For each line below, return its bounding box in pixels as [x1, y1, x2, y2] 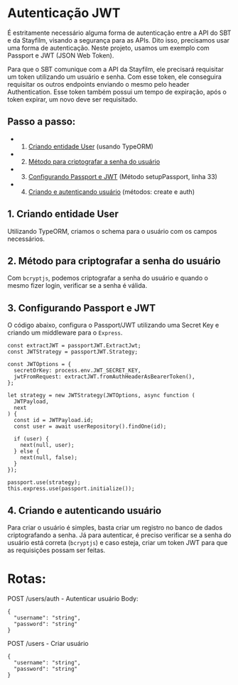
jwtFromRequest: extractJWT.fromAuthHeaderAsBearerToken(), [13, 373, 195, 381]
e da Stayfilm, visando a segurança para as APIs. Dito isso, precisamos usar [7, 36, 229, 44]
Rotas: [7, 571, 46, 587]
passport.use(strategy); [7, 479, 81, 486]
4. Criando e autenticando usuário [7, 505, 162, 517]
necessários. [7, 234, 45, 243]
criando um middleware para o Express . [7, 328, 123, 337]
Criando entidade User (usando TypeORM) [28, 142, 154, 151]
